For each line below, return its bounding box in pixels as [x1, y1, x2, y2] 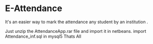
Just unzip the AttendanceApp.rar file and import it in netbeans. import [5, 28, 147, 34]
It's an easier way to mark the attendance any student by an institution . [5, 19, 148, 25]
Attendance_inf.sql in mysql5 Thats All [5, 33, 82, 39]
